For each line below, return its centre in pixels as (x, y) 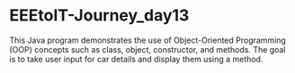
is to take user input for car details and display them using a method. (136, 59)
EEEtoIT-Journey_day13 (99, 16)
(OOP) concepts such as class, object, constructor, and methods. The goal (147, 49)
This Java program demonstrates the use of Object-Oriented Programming (147, 40)
